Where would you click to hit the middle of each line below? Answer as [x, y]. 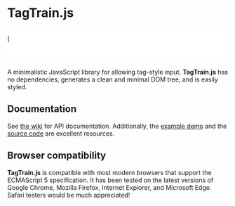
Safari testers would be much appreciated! [69, 195]
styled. [17, 86]
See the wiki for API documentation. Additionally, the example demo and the [117, 126]
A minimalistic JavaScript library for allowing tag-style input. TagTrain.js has [118, 72]
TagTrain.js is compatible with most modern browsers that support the [109, 172]
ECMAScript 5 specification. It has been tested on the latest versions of [110, 180]
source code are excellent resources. [61, 133]
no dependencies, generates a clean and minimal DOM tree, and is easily [113, 79]
